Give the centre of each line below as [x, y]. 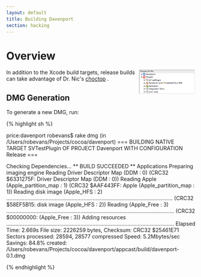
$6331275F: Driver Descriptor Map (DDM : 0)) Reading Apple [82, 179]
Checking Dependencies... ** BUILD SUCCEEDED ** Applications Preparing [100, 166]
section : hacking [28, 25]
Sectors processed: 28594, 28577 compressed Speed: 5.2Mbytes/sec [93, 237]
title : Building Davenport [40, 19]
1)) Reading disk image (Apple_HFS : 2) [55, 192]
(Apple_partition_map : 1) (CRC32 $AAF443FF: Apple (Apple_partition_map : [100, 186]
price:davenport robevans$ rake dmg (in [56, 136]
